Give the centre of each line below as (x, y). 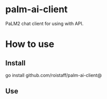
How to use (30, 44)
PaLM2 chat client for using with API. (44, 23)
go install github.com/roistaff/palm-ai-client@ (53, 75)
